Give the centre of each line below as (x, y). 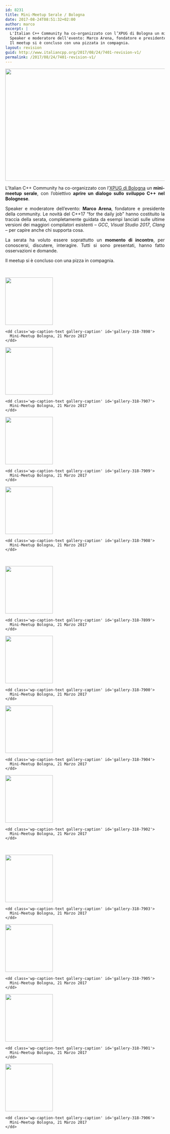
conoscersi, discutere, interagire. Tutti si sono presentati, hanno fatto (85, 245)
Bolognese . (17, 199)
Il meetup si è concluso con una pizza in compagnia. (60, 261)
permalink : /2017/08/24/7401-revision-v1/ (51, 57)
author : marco (20, 24)
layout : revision (24, 48)
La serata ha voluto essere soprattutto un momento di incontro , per (85, 240)
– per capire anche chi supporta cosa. (45, 230)
